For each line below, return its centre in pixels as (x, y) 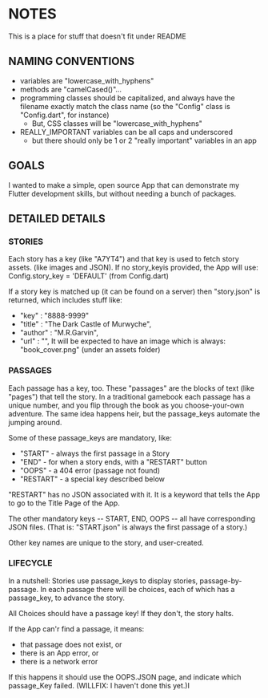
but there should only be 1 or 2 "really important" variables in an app (144, 140)
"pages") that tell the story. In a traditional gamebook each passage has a (129, 396)
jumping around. (35, 422)
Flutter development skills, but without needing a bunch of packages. (122, 193)
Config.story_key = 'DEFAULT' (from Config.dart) (89, 276)
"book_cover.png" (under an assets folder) (90, 350)
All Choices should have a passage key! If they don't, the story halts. (121, 613)
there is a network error (59, 661)
